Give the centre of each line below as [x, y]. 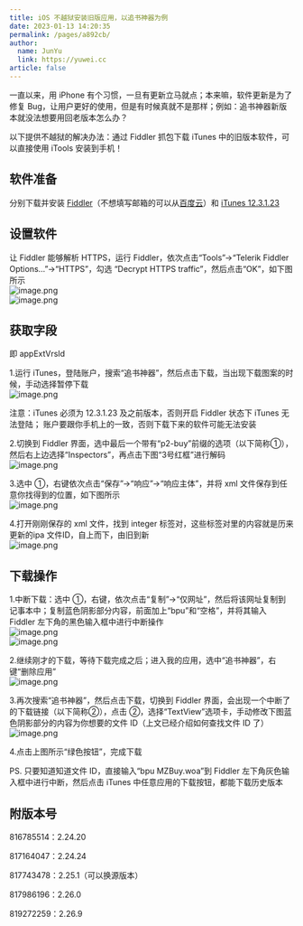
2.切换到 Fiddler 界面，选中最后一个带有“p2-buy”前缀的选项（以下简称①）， [151, 444]
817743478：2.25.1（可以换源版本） [76, 875]
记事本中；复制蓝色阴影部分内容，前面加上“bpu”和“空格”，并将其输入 [138, 611]
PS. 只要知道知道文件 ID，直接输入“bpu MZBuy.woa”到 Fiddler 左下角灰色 [146, 771]
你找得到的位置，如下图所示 [68, 495]
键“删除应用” [33, 672]
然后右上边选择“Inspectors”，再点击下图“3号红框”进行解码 [117, 455]
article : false [38, 69]
